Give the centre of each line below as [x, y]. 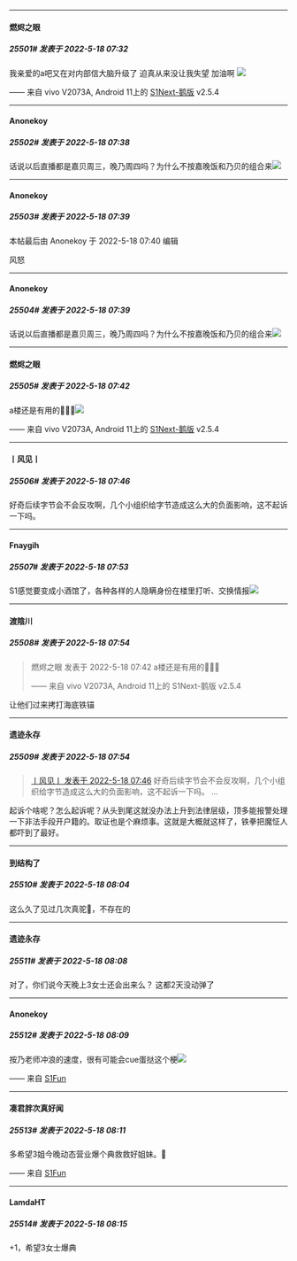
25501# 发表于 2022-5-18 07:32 [69, 49]
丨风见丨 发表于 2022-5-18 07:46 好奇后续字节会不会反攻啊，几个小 [154, 781]
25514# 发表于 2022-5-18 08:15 [69, 1224]
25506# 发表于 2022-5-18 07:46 [70, 481]
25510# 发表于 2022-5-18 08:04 [69, 885]
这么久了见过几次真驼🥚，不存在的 [70, 909]
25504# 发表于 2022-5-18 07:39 [70, 310]
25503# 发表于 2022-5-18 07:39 [70, 217]
